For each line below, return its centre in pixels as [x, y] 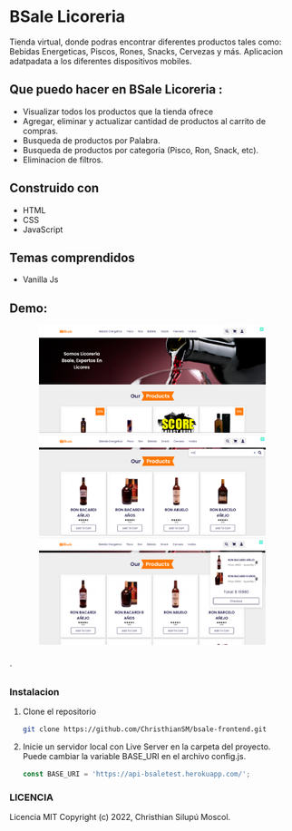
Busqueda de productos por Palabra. [91, 140]
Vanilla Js [40, 279]
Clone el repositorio [59, 712]
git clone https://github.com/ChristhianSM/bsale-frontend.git [145, 729]
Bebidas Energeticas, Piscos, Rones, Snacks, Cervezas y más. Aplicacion [146, 51]
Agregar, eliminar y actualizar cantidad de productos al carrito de [144, 121]
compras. [40, 131]
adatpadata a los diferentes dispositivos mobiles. [101, 61]
